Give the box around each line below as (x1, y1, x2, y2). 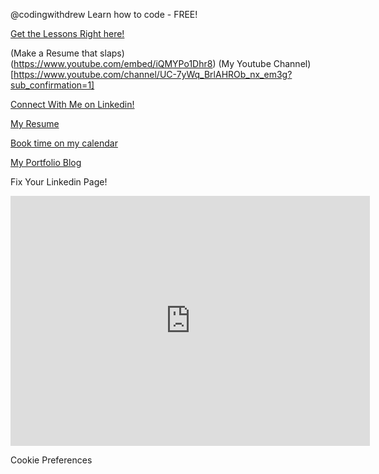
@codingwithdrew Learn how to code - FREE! (10, 9, 198, 20)
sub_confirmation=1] (10, 79, 95, 91)
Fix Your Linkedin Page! (10, 176, 108, 188)
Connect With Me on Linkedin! (10, 99, 135, 110)
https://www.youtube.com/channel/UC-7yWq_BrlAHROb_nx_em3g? (13, 69, 293, 80)
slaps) (99, 47, 125, 59)
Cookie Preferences (10, 454, 93, 466)
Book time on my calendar (10, 137, 118, 149)
